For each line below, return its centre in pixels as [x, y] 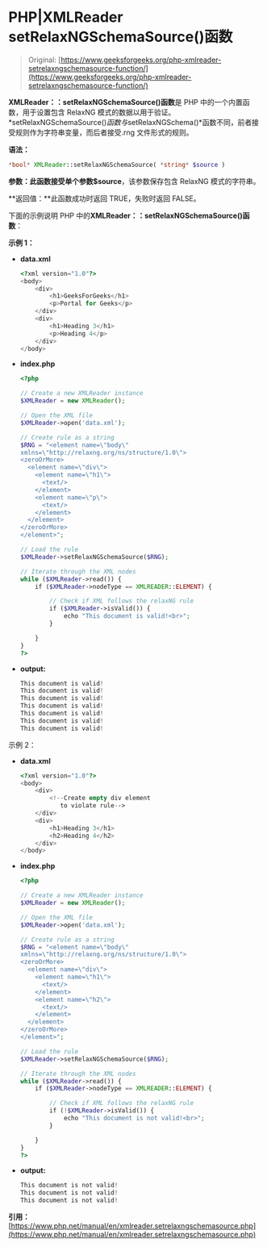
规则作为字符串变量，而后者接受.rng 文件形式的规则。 [104, 132]
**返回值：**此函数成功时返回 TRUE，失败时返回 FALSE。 [104, 198]
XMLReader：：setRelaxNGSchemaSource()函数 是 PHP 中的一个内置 [126, 102]
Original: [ [44, 60]
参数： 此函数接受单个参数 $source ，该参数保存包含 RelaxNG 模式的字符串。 [134, 181]
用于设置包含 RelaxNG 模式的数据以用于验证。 [99, 112]
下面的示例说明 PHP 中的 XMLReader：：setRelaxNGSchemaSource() [126, 215]
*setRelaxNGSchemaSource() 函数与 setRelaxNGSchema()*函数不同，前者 [130, 122]
